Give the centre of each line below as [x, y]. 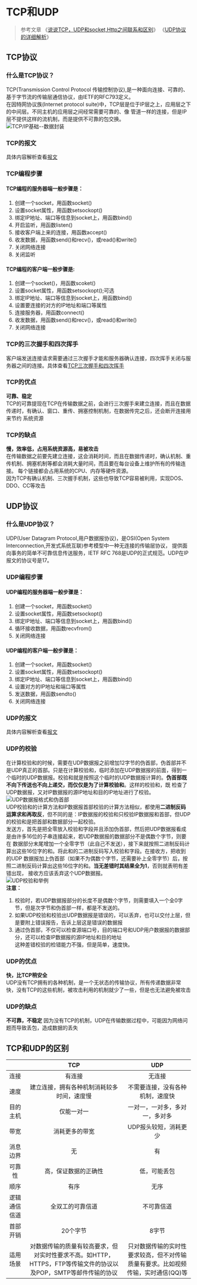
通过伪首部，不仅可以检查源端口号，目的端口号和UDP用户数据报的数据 [100, 930]
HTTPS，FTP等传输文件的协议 [71, 1264]
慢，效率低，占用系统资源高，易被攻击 [52, 449]
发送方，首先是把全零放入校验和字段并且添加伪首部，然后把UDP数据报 [91, 829]
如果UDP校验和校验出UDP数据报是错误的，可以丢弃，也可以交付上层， [100, 915]
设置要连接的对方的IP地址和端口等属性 [61, 305]
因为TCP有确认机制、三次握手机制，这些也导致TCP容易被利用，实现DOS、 [96, 478]
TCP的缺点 [21, 435]
